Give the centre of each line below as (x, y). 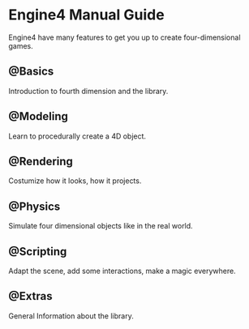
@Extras (30, 296)
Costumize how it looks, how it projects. (75, 181)
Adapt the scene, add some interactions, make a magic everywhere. (122, 271)
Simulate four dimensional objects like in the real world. (101, 226)
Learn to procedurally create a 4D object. (77, 136)
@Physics (34, 206)
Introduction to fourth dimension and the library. (88, 91)
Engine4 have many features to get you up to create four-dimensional (124, 37)
